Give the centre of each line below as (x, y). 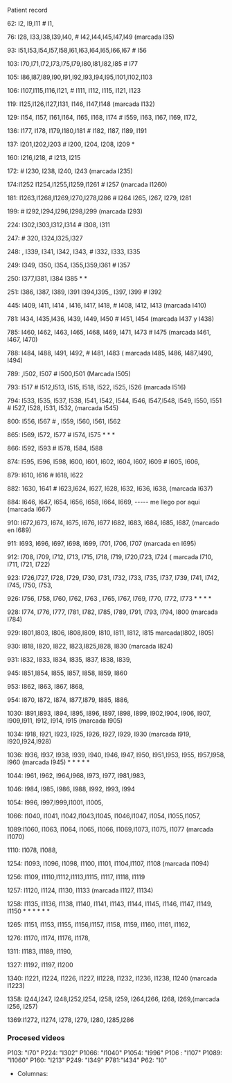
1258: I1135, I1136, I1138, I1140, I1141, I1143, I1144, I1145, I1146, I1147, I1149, (110, 904)
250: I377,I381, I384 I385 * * (47, 279)
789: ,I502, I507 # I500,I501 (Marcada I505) (69, 374)
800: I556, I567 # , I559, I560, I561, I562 (64, 421)
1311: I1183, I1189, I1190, (40, 951)
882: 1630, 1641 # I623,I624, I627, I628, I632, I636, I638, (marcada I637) (110, 488)
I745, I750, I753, (30, 585)
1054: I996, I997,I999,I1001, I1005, (55, 802)
